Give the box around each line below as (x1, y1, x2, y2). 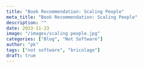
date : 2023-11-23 (6, 25, 50, 31)
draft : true (6, 53, 36, 59)
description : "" (6, 20, 47, 25)
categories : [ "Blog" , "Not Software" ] (6, 36, 103, 42)
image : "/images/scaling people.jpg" (6, 31, 101, 37)
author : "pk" (6, 42, 39, 48)
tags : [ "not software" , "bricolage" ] (6, 47, 101, 53)
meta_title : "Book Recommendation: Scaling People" (6, 14, 138, 20)
